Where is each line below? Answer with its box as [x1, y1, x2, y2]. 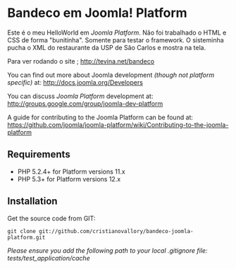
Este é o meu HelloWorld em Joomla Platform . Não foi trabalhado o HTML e [7, 28, 227, 37]
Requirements [7, 148, 70, 160]
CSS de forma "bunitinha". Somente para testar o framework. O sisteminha [7, 35, 224, 44]
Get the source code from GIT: [7, 214, 96, 222]
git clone [7, 227, 37, 234]
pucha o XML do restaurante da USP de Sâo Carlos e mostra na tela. [7, 43, 206, 52]
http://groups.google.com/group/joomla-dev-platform [7, 99, 163, 107]
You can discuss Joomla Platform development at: [7, 92, 154, 100]
